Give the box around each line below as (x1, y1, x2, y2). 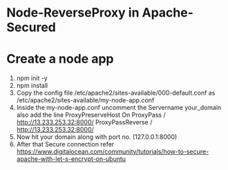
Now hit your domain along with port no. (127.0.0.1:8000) (16, 133, 178, 141)
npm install (16, 82, 48, 90)
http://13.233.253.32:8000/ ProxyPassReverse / (16, 118, 153, 126)
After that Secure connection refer (16, 140, 115, 149)
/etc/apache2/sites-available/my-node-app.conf (16, 96, 155, 104)
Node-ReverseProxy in (6, 5, 140, 21)
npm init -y (16, 74, 48, 82)
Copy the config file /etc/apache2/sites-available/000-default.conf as (16, 88, 216, 97)
